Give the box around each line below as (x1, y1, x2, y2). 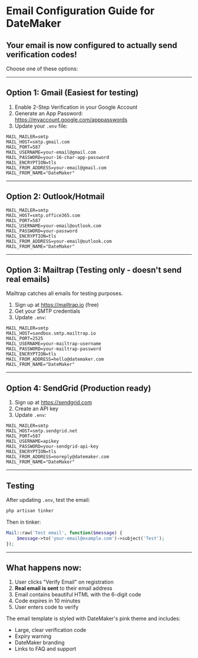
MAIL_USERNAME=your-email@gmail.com (6, 149, 96, 155)
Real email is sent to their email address (14, 585, 113, 592)
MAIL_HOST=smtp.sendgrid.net (6, 428, 78, 434)
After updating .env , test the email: (6, 497, 90, 504)
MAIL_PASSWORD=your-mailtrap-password (6, 346, 101, 352)
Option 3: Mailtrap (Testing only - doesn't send (6, 265, 181, 275)
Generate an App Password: (14, 109, 84, 116)
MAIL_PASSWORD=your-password (6, 228, 78, 234)
